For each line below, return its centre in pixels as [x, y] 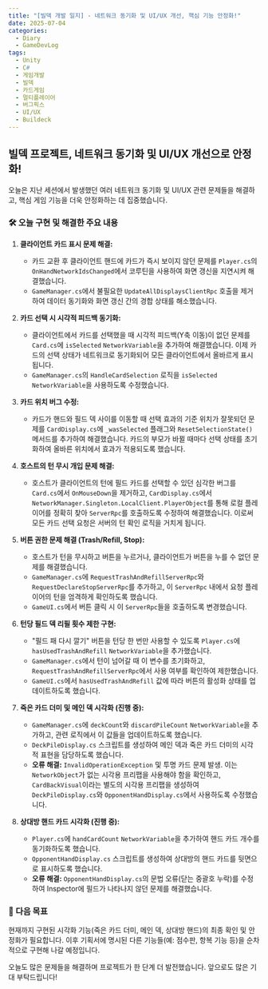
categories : [28, 30]
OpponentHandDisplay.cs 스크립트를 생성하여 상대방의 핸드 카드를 [134, 858]
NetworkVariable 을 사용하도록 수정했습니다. [100, 385]
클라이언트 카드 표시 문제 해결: [66, 244]
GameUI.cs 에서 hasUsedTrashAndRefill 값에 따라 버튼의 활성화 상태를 [140, 680]
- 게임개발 [30, 75]
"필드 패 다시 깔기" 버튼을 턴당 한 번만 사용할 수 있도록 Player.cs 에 [136, 640]
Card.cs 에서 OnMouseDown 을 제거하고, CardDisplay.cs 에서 [122, 493]
